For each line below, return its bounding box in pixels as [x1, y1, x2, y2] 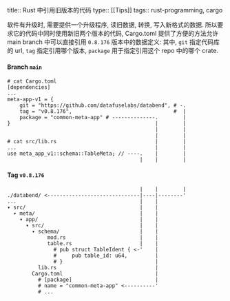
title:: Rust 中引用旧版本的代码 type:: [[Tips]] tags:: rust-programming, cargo [7, 6, 223, 14]
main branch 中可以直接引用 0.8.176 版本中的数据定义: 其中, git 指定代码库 [7, 38, 220, 46]
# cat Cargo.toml [7, 78, 57, 85]
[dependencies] [7, 84, 51, 91]
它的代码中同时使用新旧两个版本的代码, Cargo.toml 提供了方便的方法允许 [12, 30, 219, 37]
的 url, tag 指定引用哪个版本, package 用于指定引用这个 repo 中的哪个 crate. [7, 47, 219, 54]
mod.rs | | [47, 234, 158, 241]
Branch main [7, 63, 43, 71]
